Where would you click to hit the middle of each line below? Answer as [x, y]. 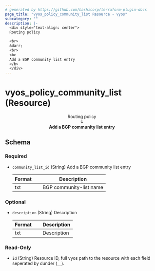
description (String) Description [44, 213]
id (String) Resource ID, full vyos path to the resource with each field [81, 258]
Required [16, 156]
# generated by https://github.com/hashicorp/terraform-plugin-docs [76, 10]
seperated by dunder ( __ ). [38, 263]
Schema [18, 142]
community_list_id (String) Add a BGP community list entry [71, 167]
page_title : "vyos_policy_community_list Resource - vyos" [66, 14]
